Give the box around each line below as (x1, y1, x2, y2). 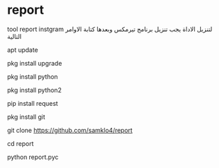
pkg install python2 (7, 86, 62, 94)
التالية (7, 32, 22, 40)
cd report (7, 139, 34, 147)
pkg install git (7, 113, 46, 121)
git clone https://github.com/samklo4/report (7, 126, 133, 134)
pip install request (7, 99, 58, 107)
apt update (7, 46, 38, 54)
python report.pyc (7, 153, 59, 161)
